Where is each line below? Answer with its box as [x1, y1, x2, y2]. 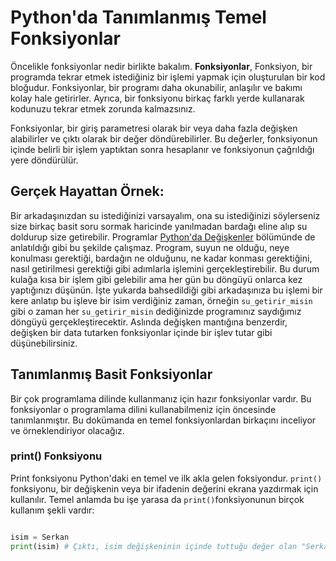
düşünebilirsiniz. [10, 337, 78, 349]
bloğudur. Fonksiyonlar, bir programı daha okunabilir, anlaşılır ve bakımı [10, 81, 303, 93]
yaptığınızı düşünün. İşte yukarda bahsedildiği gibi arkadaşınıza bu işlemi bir [10, 284, 323, 296]
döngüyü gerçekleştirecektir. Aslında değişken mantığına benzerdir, [10, 316, 288, 328]
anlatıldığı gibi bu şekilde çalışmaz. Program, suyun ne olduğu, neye [10, 241, 290, 253]
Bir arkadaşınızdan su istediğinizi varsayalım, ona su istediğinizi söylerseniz [10, 209, 321, 221]
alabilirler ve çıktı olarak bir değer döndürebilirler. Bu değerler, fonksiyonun [10, 132, 318, 145]
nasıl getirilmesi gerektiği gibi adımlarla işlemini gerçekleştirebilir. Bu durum [10, 262, 320, 275]
